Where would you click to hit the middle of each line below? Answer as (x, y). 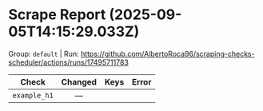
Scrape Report (57, 15)
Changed (79, 81)
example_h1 (33, 95)
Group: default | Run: (44, 54)
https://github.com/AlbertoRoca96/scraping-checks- (167, 54)
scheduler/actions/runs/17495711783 (69, 62)
